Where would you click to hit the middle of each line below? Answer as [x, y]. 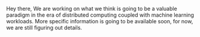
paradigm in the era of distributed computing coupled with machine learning [100, 15]
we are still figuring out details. [44, 27]
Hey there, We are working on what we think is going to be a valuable [92, 9]
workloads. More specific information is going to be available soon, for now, [100, 21]
